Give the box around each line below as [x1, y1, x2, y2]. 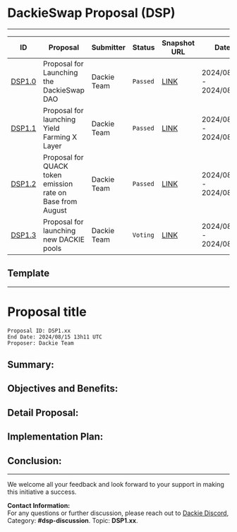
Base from [43, 196, 78, 206]
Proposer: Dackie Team [7, 339, 74, 347]
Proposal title [7, 304, 87, 319]
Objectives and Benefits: [7, 383, 119, 395]
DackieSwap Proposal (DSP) [7, 5, 176, 21]
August [43, 205, 67, 215]
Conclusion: [7, 454, 62, 467]
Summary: [7, 359, 54, 371]
